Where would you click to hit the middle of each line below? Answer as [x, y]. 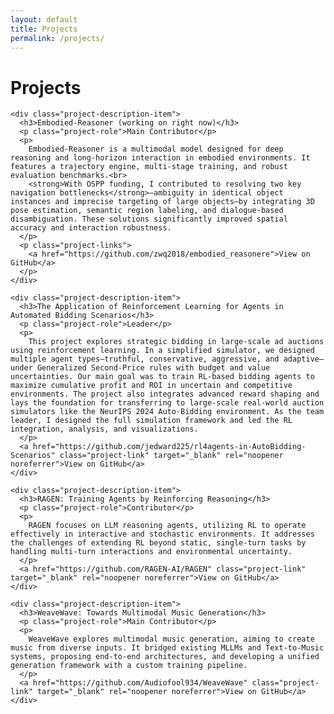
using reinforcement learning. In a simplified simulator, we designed [162, 351]
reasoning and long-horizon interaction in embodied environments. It [160, 158]
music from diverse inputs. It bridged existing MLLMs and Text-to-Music [167, 648]
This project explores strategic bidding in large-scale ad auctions [176, 342]
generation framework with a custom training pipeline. [129, 666]
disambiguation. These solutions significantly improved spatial [149, 219]
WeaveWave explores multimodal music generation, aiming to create [171, 639]
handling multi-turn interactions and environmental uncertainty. [151, 552]
